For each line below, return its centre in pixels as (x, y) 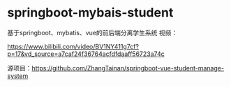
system (18, 76)
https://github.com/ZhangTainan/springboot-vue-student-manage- (128, 68)
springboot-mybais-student (90, 13)
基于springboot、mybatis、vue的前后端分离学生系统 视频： (92, 32)
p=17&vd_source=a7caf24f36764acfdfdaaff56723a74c (86, 54)
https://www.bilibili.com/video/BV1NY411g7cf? (73, 46)
